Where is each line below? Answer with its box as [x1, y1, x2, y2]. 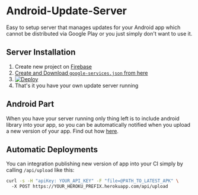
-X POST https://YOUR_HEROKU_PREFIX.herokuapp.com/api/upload [11, 184, 168, 190]
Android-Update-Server [6, 4, 127, 18]
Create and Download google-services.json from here [14, 69, 148, 76]
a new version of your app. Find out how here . [6, 127, 119, 135]
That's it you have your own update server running [14, 82, 139, 89]
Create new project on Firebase [14, 63, 92, 70]
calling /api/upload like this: [6, 167, 75, 174]
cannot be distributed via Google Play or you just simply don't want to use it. [6, 30, 193, 37]
